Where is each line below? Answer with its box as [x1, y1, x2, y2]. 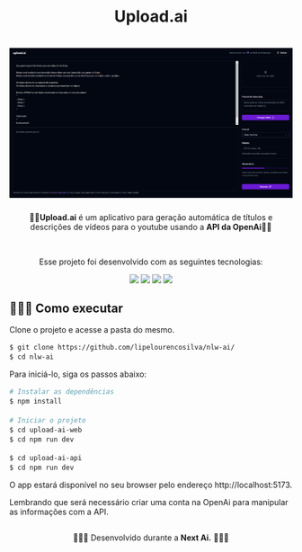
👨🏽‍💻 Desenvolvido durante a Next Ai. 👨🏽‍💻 [73, 532, 229, 543]
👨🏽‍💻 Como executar [9, 301, 124, 316]
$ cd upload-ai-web [9, 425, 83, 434]
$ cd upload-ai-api [9, 454, 83, 463]
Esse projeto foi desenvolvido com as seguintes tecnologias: [39, 256, 263, 267]
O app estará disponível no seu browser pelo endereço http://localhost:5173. [9, 479, 293, 491]
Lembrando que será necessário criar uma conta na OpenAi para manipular [9, 497, 289, 508]
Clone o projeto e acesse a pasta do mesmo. [9, 325, 175, 335]
